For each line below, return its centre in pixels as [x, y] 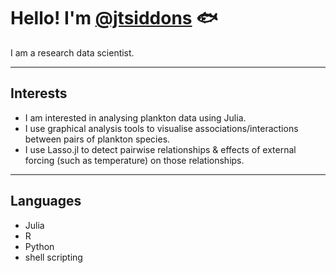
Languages [46, 201]
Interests [39, 93]
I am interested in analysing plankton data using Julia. [135, 117]
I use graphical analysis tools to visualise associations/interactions [161, 128]
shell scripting [53, 257]
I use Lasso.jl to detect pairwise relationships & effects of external [160, 149]
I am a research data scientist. [72, 52]
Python [39, 246]
